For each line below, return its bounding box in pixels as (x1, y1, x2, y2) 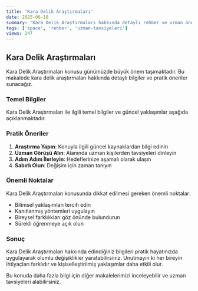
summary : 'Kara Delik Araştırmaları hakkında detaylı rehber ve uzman (6, 19, 183, 25)
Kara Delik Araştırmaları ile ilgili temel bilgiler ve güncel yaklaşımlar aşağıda (6, 108, 189, 115)
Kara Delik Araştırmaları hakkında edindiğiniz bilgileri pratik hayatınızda (6, 248, 179, 255)
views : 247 (6, 31, 33, 37)
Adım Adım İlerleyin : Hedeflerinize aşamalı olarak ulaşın (14, 156, 151, 163)
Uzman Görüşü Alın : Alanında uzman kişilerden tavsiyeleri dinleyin (14, 149, 177, 156)
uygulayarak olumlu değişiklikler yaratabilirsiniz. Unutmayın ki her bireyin (6, 254, 183, 262)
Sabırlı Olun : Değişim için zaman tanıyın (14, 161, 112, 168)
